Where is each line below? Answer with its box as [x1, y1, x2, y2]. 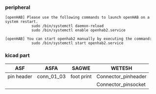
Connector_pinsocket [96, 81, 146, 88]
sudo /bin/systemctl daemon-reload [31, 23, 104, 28]
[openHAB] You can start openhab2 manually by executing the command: [5, 36, 152, 42]
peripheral [5, 4, 30, 11]
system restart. [5, 19, 38, 24]
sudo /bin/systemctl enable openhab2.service [31, 28, 126, 33]
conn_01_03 [37, 73, 66, 80]
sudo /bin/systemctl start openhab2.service [31, 41, 124, 46]
